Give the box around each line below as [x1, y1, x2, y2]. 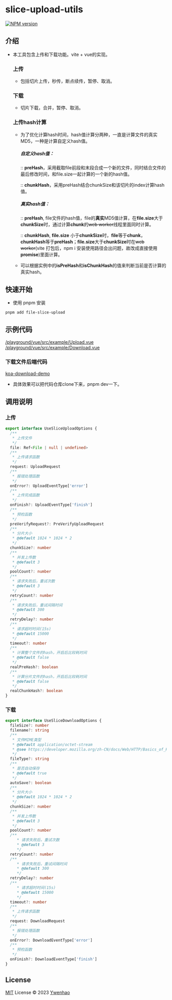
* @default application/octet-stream [12, 742, 93, 747]
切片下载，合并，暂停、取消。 [20, 105, 83, 111]
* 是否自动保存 [12, 766, 40, 771]
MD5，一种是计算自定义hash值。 [20, 138, 91, 144]
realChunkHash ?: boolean [10, 689, 63, 694]
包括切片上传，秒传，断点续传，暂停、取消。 [20, 78, 115, 84]
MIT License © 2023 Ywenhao [5, 989, 70, 995]
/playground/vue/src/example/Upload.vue [5, 339, 94, 345]
